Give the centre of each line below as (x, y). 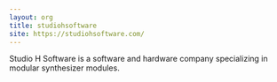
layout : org (31, 17)
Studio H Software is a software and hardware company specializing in (138, 59)
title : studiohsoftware (53, 26)
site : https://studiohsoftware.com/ (77, 34)
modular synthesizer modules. (64, 68)
